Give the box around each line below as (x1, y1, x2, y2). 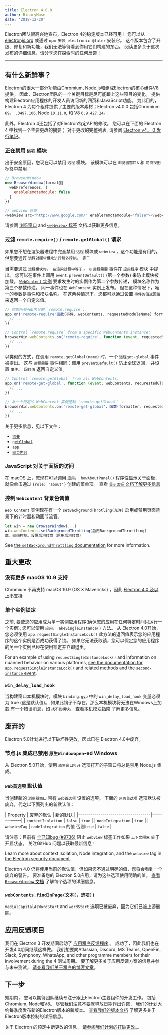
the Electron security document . (5, 855, 71, 861)
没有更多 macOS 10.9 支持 (5, 574, 68, 581)
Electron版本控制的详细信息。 (5, 1013, 66, 1019)
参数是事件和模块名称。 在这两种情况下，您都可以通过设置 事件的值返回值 (13, 291, 161, 297)
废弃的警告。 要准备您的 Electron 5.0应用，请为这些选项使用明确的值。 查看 (5, 872, 161, 878)
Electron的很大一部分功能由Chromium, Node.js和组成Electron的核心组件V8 (5, 85, 159, 91)
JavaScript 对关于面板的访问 (5, 462, 74, 469)
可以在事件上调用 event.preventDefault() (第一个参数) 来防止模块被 (19, 272, 159, 278)
